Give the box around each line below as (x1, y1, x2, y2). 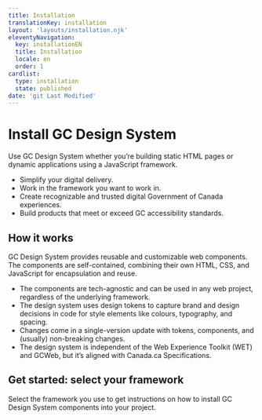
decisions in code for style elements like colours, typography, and (19, 309, 233, 318)
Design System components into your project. (8, 402, 157, 412)
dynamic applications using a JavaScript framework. (8, 160, 178, 170)
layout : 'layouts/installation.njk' (8, 26, 128, 34)
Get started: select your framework (8, 374, 184, 387)
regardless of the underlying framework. (19, 292, 151, 301)
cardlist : (8, 70, 41, 78)
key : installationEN (15, 41, 82, 49)
